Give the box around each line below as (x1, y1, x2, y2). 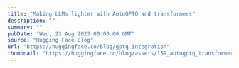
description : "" (7, 17, 55, 24)
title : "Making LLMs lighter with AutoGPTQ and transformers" (7, 10, 196, 18)
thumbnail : (7, 50, 40, 57)
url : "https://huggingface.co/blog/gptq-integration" (7, 43, 171, 50)
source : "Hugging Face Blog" (7, 37, 94, 44)
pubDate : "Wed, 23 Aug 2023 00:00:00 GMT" (7, 30, 135, 38)
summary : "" (7, 23, 43, 30)
